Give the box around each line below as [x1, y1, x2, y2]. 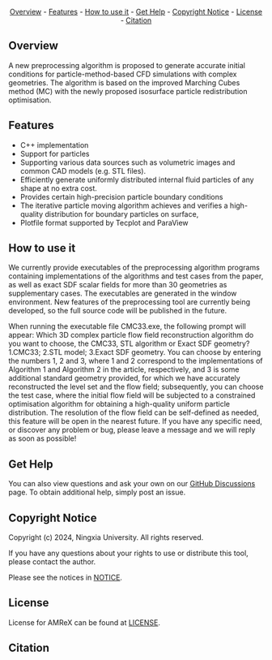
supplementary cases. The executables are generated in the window [8, 288, 237, 299]
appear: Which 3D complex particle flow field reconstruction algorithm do [8, 330, 254, 340]
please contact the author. [8, 557, 96, 567]
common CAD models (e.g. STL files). [19, 166, 147, 175]
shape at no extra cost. [19, 183, 97, 193]
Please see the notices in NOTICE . [8, 572, 123, 583]
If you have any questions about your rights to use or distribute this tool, [8, 548, 249, 559]
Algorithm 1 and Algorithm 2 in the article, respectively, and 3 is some [8, 365, 240, 374]
